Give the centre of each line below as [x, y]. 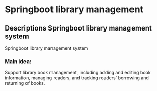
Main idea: [18, 61]
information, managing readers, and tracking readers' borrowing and [77, 78]
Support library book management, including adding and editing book [78, 73]
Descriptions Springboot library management [78, 28]
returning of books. [25, 83]
